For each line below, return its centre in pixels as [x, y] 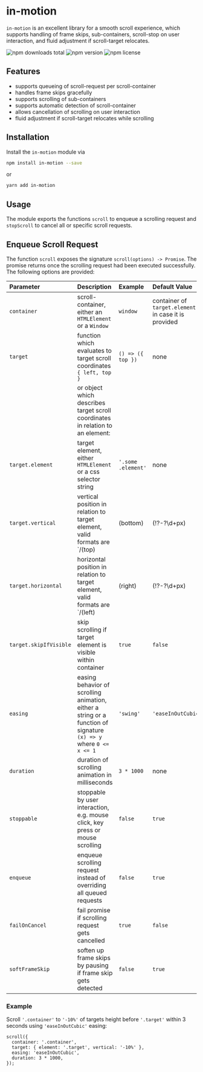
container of [170, 301]
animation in [94, 774]
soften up [91, 950]
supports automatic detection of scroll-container [76, 105]
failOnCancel [28, 925]
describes [91, 402]
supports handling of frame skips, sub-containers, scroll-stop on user [93, 34]
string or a [92, 715]
